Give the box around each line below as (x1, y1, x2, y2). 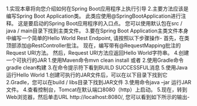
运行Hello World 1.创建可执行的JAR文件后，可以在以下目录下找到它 (6, 71, 168, 78)
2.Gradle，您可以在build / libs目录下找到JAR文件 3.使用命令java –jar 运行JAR (6, 79, 192, 85)
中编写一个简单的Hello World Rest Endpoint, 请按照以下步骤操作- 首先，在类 (6, 35, 190, 41)
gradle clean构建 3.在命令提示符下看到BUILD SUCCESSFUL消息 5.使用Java (6, 64, 188, 71)
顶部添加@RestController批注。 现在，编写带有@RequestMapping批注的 (6, 42, 181, 49)
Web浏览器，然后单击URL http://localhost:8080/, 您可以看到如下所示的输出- (6, 94, 190, 100)
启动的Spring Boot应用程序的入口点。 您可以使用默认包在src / (33, 20, 182, 26)
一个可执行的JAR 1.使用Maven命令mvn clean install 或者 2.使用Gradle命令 (6, 57, 184, 64)
